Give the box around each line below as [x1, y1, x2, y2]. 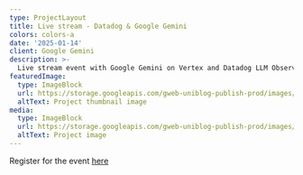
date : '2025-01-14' [9, 38, 83, 48]
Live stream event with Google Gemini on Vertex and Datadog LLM [17, 64, 269, 73]
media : [9, 106, 34, 115]
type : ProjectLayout [9, 13, 87, 23]
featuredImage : [9, 72, 67, 81]
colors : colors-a [9, 30, 75, 39]
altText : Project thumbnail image [17, 97, 147, 106]
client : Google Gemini [9, 47, 95, 56]
